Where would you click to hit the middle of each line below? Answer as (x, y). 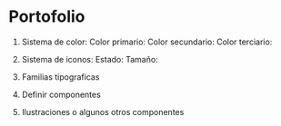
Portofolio (47, 17)
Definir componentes (61, 94)
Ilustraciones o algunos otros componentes (103, 111)
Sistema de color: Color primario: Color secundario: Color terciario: (147, 42)
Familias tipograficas (60, 77)
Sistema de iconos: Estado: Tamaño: (90, 59)
